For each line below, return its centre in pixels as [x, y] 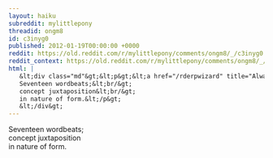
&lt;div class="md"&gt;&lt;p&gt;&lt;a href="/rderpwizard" [121, 76]
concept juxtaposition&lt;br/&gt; [78, 91]
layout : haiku [32, 16]
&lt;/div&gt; [41, 106]
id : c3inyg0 [28, 38]
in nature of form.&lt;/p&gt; [70, 99]
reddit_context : [36, 62]
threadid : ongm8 [36, 31]
